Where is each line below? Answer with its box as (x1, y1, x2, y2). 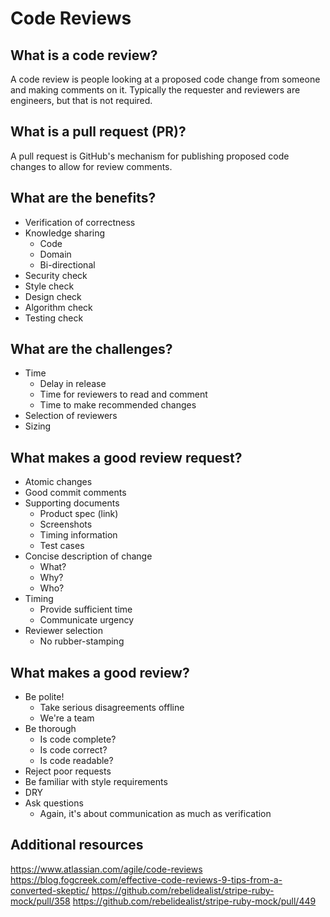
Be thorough (24, 723, 77, 735)
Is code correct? (39, 744, 108, 756)
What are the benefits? (10, 190, 157, 207)
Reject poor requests (24, 765, 112, 777)
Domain (39, 248, 72, 260)
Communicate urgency (39, 614, 135, 626)
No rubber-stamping (39, 635, 125, 647)
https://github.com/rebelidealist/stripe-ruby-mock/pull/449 (72, 895, 317, 907)
